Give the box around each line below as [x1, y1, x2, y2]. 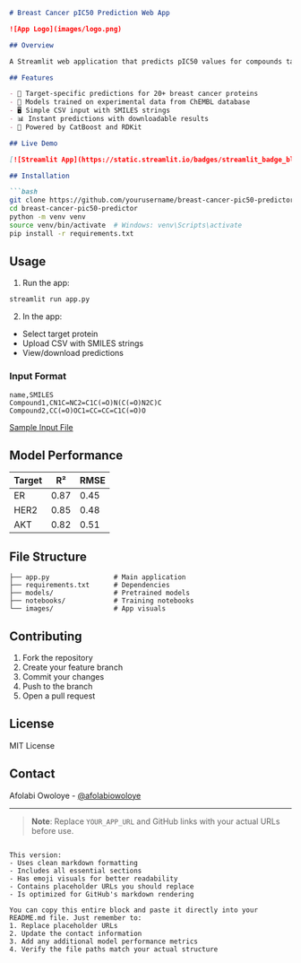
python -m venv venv [9, 213, 87, 221]
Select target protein [21, 328, 99, 340]
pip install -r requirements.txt [9, 229, 134, 238]
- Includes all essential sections [9, 866, 142, 875]
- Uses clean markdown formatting [9, 858, 139, 867]
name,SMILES [9, 390, 54, 399]
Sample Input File [9, 421, 73, 432]
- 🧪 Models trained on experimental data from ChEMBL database [9, 98, 251, 107]
